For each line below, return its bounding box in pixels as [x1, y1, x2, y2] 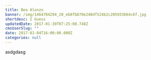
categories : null [5, 35, 41, 40]
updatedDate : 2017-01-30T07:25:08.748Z [5, 21, 88, 26]
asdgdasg [5, 48, 26, 55]
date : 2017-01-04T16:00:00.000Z [5, 30, 72, 35]
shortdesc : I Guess [5, 16, 46, 21]
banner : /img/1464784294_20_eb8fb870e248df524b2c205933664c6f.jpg [5, 12, 146, 17]
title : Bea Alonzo [5, 7, 43, 12]
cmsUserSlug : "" [5, 26, 39, 31]
